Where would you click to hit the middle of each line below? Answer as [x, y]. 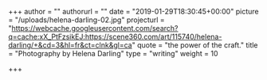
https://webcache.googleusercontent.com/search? [95, 28]
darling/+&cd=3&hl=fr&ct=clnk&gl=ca [71, 45]
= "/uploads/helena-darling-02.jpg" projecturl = [86, 20]
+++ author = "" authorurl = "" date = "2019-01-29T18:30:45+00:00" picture [133, 11]
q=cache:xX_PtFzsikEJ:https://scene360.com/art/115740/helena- [115, 36]
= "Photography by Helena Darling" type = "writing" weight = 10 [113, 53]
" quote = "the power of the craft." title [195, 45]
